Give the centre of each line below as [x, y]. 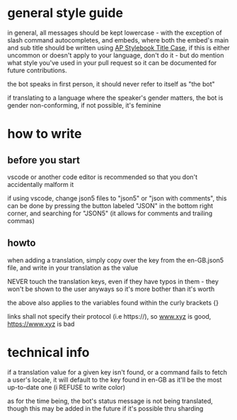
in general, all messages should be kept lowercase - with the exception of [115, 33]
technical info [48, 352]
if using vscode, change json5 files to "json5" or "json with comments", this [117, 198]
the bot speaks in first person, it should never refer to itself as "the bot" [111, 84]
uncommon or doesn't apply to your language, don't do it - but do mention [116, 55]
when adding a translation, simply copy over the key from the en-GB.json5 [116, 260]
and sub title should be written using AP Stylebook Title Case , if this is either [118, 47]
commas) [21, 220]
